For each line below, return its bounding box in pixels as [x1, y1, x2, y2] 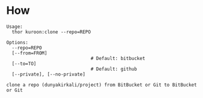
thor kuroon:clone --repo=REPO [12, 28, 91, 35]
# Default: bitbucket [90, 55, 146, 61]
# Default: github [90, 66, 137, 72]
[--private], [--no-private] [12, 71, 86, 77]
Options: [6, 39, 29, 45]
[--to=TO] [12, 60, 36, 67]
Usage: [6, 24, 23, 30]
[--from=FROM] [12, 50, 47, 56]
